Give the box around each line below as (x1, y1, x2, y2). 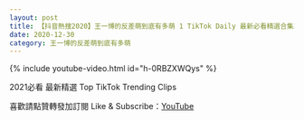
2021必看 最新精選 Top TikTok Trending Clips (9, 82, 177, 93)
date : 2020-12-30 (9, 30, 75, 39)
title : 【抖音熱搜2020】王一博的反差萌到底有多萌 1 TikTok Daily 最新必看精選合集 (9, 22, 294, 31)
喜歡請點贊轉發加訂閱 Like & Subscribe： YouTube (9, 101, 195, 112)
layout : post (9, 13, 59, 23)
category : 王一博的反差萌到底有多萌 (9, 38, 131, 48)
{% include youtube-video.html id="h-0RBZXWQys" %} (9, 63, 217, 74)
